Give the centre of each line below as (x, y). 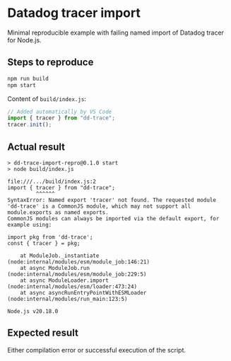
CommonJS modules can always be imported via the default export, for (113, 218)
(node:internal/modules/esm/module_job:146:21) (79, 262)
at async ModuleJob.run (55, 268)
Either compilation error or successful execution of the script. (96, 350)
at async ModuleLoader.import (65, 280)
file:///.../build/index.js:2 (52, 182)
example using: (30, 225)
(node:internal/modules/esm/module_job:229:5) (77, 274)
